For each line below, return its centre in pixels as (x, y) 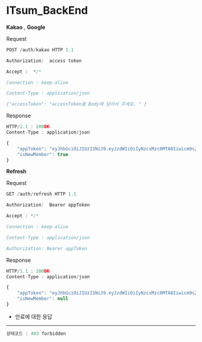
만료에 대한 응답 (33, 316)
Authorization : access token (44, 61)
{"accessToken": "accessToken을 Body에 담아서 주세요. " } (77, 104)
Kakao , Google (26, 27)
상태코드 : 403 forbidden (36, 334)
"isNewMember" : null (43, 299)
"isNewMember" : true (43, 154)
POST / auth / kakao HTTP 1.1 (40, 50)
